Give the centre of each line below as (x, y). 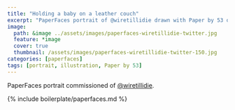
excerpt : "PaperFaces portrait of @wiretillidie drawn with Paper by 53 (115, 20)
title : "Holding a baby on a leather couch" (73, 14)
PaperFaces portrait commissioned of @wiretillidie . (81, 85)
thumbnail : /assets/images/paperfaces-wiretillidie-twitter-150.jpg (115, 53)
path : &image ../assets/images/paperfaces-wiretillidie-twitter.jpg (115, 33)
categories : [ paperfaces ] (45, 59)
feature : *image (37, 40)
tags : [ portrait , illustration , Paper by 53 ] (74, 65)
